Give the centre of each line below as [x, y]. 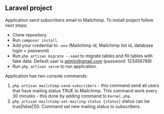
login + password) [31, 50]
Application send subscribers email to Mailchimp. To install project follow [79, 20]
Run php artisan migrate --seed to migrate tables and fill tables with [82, 56]
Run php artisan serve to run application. [55, 66]
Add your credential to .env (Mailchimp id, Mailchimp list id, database [82, 45]
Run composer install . [35, 40]
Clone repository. [30, 35]
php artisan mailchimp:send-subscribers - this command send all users [86, 85]
